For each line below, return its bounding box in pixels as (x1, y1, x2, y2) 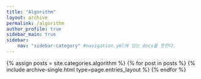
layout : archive (6, 15, 48, 21)
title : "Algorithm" (6, 9, 56, 15)
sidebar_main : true (6, 32, 56, 38)
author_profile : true (6, 26, 62, 32)
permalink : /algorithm (6, 20, 64, 26)
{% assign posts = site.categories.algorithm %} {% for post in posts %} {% (6, 59, 195, 67)
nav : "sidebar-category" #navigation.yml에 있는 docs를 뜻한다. (17, 43, 176, 49)
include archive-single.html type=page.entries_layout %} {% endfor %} (6, 66, 186, 73)
